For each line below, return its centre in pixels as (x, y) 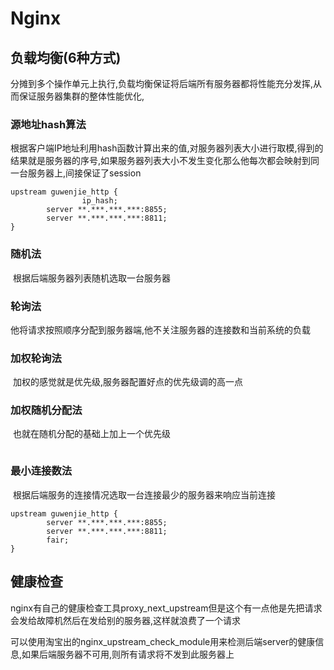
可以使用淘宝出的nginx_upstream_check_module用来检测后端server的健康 (163, 641)
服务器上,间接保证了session (84, 173)
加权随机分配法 (46, 410)
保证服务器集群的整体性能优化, (81, 96)
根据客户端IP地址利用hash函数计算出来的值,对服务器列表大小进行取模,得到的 (167, 148)
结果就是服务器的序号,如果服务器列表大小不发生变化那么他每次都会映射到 (161, 161)
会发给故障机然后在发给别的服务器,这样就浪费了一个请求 (126, 620)
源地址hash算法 (48, 124)
